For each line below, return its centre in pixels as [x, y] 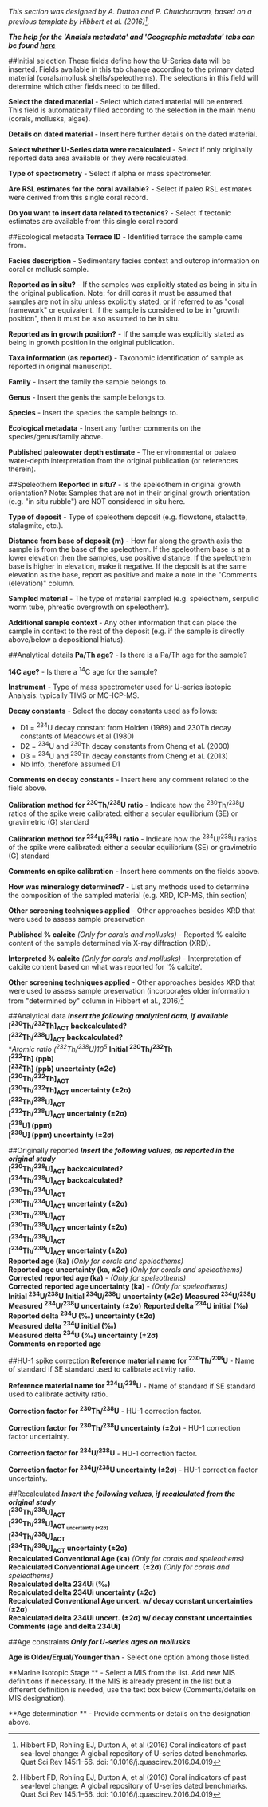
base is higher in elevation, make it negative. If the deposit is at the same [128, 566]
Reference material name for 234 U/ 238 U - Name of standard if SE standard [132, 1385]
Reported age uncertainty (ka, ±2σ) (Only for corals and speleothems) [126, 1269]
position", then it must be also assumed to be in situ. [94, 318]
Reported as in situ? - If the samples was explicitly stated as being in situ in [133, 284]
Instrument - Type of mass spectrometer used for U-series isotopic [120, 687]
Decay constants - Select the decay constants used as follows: [113, 711]
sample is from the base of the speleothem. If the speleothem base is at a [129, 549]
